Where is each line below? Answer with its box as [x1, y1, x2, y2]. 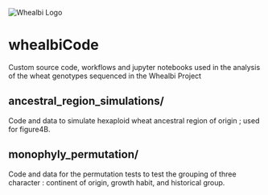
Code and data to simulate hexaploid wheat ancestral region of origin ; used [8, 115, 260, 125]
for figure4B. [8, 124, 51, 134]
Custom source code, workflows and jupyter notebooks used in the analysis [8, 62, 261, 72]
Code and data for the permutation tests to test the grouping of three [8, 169, 237, 179]
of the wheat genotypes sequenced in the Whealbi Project [8, 71, 202, 81]
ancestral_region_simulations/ [8, 94, 165, 108]
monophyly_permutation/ [8, 147, 139, 161]
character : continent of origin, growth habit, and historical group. [8, 177, 225, 187]
